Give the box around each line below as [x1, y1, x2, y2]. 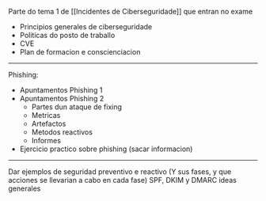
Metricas [31, 111, 61, 119]
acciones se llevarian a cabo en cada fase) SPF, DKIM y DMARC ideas [8, 176, 237, 184]
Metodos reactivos [31, 127, 93, 137]
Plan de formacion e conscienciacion [19, 47, 141, 56]
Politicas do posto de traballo [19, 31, 116, 40]
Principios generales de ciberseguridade [19, 22, 153, 31]
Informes [31, 136, 62, 145]
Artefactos [31, 119, 66, 128]
